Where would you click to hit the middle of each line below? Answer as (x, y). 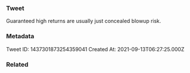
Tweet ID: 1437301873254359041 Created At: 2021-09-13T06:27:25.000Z (95, 49)
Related (17, 64)
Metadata (20, 36)
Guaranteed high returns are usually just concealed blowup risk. (84, 21)
